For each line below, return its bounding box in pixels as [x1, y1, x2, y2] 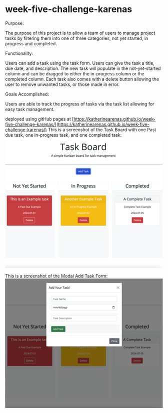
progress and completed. [5, 40, 57, 46]
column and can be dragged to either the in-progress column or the [5, 70, 144, 76]
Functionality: [5, 50, 33, 56]
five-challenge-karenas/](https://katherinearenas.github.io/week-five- [5, 121, 150, 127]
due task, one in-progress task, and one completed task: [5, 132, 122, 138]
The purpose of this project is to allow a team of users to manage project [5, 30, 155, 36]
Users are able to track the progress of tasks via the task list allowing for [5, 100, 154, 107]
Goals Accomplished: [5, 91, 49, 97]
